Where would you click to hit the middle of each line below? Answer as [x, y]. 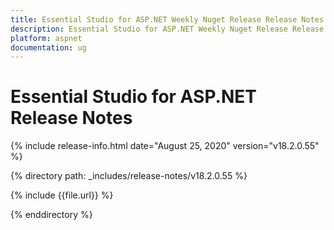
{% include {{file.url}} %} [62, 195]
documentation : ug [48, 47]
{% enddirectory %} [51, 215]
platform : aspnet [46, 38]
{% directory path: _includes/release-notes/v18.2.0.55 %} [129, 176]
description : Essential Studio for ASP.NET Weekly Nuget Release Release [167, 29]
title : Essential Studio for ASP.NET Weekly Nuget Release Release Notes [167, 19]
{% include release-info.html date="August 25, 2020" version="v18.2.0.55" [165, 146]
